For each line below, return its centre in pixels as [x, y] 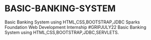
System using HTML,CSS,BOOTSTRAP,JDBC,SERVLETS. [62, 32]
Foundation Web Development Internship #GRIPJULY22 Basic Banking [75, 27]
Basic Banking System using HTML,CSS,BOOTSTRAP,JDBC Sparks [72, 22]
